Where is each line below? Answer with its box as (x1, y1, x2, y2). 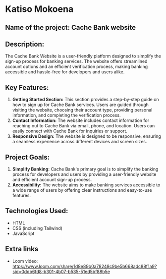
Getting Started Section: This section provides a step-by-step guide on (12, 97, 160, 103)
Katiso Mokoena (5, 3, 74, 15)
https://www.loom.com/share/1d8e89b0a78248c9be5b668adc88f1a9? (12, 263, 157, 269)
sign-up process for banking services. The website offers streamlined (5, 58, 148, 64)
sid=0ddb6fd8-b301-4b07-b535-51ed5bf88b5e (12, 269, 111, 275)
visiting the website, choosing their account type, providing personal (12, 107, 153, 113)
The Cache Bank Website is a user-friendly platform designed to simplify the (5, 53, 161, 59)
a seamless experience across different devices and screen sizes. (12, 139, 147, 145)
